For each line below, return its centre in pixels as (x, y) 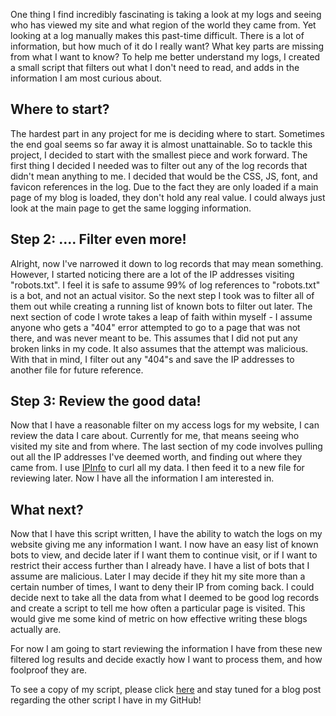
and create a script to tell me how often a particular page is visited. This (158, 608)
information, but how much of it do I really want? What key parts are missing (167, 46)
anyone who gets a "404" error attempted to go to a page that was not (155, 327)
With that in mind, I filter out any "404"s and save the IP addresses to (152, 359)
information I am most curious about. (86, 78)
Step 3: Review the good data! (106, 401)
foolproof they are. (49, 670)
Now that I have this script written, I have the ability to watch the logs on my (166, 534)
